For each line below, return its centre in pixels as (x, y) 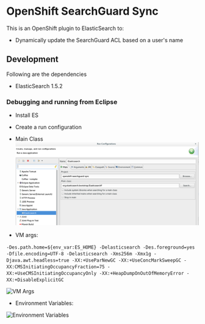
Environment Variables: (44, 303)
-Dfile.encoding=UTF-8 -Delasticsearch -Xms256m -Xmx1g (79, 254)
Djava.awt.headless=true (38, 260)
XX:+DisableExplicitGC (35, 280)
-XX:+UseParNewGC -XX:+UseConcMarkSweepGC (127, 260)
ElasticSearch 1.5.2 (39, 86)
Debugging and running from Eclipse (62, 102)
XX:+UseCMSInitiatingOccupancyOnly (52, 273)
